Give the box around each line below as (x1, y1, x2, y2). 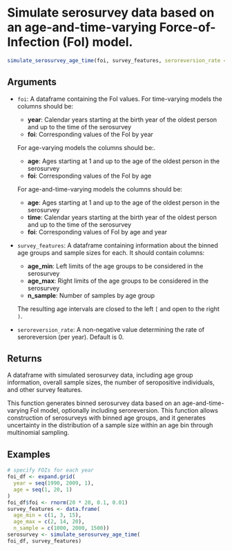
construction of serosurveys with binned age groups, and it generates (7, 413, 206, 422)
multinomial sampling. (7, 429, 70, 437)
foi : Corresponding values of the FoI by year (27, 130, 154, 138)
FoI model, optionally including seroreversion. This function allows (30, 407, 219, 415)
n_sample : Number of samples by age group (27, 291, 155, 299)
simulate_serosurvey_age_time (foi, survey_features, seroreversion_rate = (7, 57, 227, 64)
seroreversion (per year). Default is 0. (17, 333, 124, 341)
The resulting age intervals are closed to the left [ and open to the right (17, 304, 220, 312)
